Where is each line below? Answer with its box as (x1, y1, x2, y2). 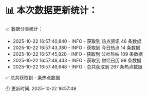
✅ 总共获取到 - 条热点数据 (5, 75, 61, 81)
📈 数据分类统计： (5, 26, 43, 32)
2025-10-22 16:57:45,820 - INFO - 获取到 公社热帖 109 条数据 (12, 51, 143, 57)
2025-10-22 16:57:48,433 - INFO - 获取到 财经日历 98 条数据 (12, 57, 141, 63)
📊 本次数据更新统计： (5, 5, 98, 16)
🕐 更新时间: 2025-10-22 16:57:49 (5, 85, 77, 91)
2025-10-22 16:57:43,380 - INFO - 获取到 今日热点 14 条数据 (12, 44, 140, 51)
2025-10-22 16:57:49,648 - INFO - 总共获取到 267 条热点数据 (12, 63, 143, 69)
